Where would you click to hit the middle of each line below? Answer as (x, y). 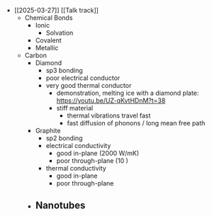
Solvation (60, 33)
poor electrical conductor (83, 78)
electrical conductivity (78, 146)
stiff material (75, 108)
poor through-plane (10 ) (93, 161)
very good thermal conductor (89, 85)
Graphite (48, 131)
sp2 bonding (64, 138)
